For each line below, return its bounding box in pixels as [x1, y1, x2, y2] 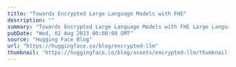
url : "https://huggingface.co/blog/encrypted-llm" [7, 43, 159, 50]
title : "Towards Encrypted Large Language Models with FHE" [7, 10, 188, 17]
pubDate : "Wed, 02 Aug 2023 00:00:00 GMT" [7, 29, 133, 37]
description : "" [7, 17, 55, 24]
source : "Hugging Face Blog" [7, 36, 93, 43]
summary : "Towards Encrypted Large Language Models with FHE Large [7, 23, 209, 30]
